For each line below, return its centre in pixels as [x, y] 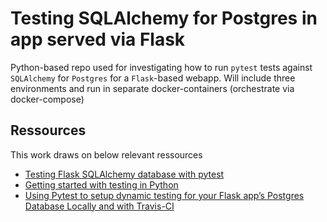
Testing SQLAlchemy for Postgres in [164, 18]
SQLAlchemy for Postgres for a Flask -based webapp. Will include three [153, 78]
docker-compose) [47, 99]
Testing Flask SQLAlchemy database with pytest [124, 174]
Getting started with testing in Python [101, 184]
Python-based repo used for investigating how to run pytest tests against [161, 67]
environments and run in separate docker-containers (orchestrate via [152, 88]
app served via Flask [98, 39]
